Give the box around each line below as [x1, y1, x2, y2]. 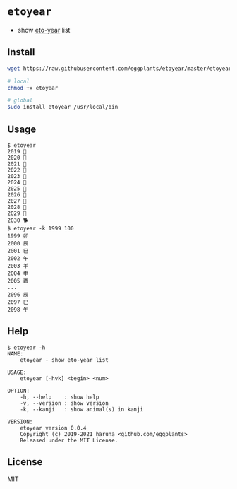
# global [7, 97, 33, 104]
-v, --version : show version [20, 399, 109, 407]
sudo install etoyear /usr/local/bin [7, 104, 119, 111]
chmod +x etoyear [7, 84, 59, 91]
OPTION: [7, 387, 30, 394]
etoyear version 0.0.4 [20, 424, 87, 432]
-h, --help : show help [20, 394, 99, 401]
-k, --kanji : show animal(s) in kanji [20, 406, 143, 413]
